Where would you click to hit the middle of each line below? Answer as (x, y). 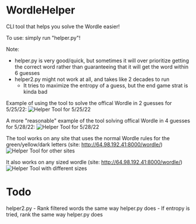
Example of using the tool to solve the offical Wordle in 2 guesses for (89, 103)
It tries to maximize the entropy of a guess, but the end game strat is (106, 85)
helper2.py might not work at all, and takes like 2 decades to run (92, 79)
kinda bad (35, 91)
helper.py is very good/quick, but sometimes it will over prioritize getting (102, 60)
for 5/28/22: (21, 127)
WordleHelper (41, 10)
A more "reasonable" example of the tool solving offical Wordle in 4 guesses (98, 120)
